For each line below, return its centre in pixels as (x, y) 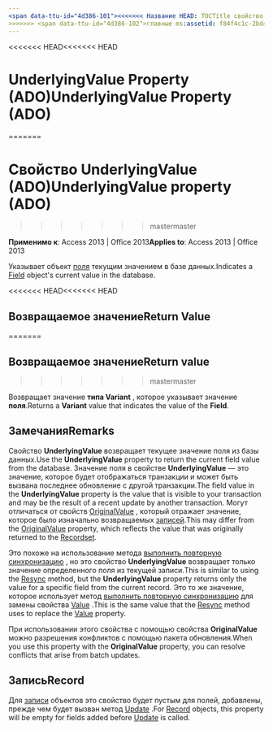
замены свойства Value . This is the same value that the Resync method (129, 604)
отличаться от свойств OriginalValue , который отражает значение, (125, 511)
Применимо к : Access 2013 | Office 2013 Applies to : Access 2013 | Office (133, 242)
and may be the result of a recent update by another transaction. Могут (128, 502)
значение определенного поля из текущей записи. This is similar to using (134, 570)
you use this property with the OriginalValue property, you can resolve (127, 646)
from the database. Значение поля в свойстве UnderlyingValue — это (129, 467)
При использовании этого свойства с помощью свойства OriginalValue (133, 629)
